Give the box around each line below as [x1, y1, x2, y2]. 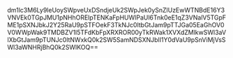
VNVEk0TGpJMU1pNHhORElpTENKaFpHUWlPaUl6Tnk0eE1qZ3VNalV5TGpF [7, 13, 227, 22]
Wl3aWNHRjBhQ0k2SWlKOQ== [7, 43, 99, 51]
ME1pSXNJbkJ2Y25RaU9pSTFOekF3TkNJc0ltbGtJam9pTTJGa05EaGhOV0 [7, 21, 225, 29]
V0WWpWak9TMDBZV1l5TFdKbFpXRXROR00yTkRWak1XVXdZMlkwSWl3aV [7, 28, 227, 36]
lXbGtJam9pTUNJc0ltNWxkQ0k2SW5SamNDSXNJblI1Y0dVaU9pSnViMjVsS [7, 36, 226, 44]
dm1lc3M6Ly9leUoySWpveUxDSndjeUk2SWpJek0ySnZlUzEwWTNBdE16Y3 [7, 6, 225, 14]
